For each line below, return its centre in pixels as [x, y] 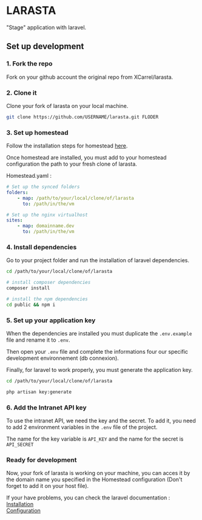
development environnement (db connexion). [63, 358]
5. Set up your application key [51, 320]
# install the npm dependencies [47, 299]
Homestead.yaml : [29, 176]
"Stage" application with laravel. [46, 27]
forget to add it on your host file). [48, 486]
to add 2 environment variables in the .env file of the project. [82, 427]
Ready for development [42, 460]
